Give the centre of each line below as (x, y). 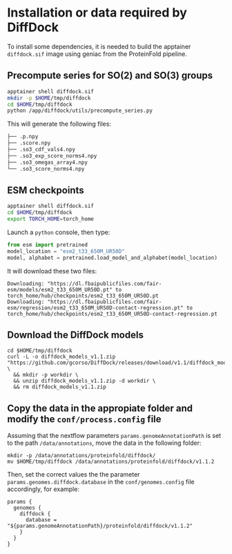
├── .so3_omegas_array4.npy (48, 162)
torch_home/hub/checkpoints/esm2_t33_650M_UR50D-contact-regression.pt (112, 314)
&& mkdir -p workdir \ (46, 375)
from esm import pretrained (48, 245)
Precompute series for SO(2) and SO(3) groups (110, 76)
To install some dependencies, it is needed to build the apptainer (99, 46)
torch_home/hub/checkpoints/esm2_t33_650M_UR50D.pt (83, 296)
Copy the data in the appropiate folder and (100, 408)
